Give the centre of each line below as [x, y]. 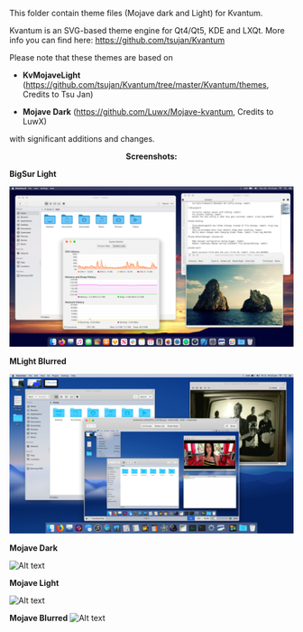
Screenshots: [151, 156]
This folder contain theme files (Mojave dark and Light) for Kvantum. [136, 13]
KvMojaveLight [51, 75]
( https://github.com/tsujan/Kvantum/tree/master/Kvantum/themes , [146, 84]
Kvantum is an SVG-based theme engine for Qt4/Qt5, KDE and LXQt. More [147, 30]
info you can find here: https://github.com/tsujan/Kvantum [117, 40]
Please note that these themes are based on [92, 57]
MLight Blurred [38, 361]
